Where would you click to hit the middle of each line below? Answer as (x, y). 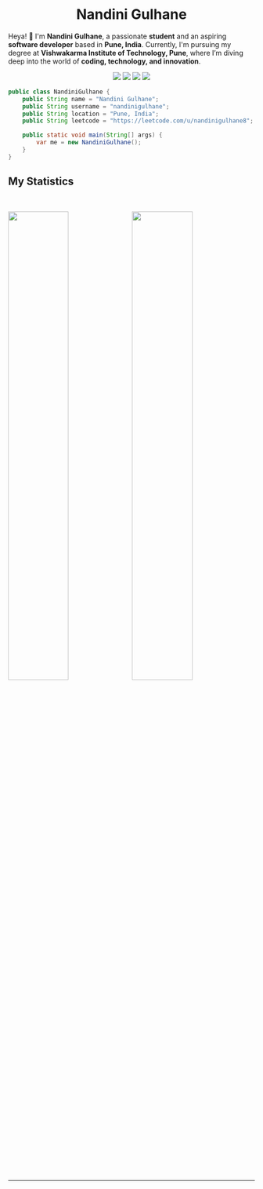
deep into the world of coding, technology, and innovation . (104, 61)
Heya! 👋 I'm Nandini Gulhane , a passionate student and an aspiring (117, 36)
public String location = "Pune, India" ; (90, 114)
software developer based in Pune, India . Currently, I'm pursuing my (120, 44)
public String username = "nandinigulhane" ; (96, 106)
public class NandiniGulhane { (59, 92)
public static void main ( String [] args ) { (92, 135)
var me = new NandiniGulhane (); (89, 143)
